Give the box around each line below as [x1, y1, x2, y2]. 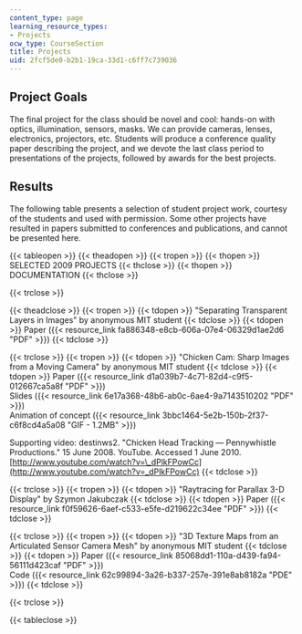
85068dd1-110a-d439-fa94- [174, 549, 282, 561]
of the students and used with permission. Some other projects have [9, 213, 267, 223]
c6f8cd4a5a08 [9, 419, 66, 430]
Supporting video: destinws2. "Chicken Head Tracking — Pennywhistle [9, 437, 276, 448]
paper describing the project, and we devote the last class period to [9, 142, 265, 153]
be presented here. [9, 232, 82, 243]
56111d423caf [9, 559, 62, 570]
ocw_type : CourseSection [9, 38, 104, 48]
